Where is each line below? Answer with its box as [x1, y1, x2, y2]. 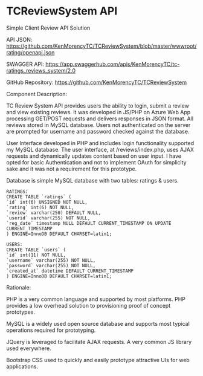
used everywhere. [6, 345, 51, 352]
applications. [6, 363, 38, 370]
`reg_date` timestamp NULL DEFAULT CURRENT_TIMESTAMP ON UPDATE [6, 220, 172, 226]
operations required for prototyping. [6, 326, 96, 334]
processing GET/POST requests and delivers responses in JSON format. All [6, 115, 194, 122]
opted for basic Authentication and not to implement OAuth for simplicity [6, 158, 187, 166]
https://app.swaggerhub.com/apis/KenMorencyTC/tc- [45, 60, 180, 68]
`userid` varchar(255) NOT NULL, [6, 215, 91, 221]
